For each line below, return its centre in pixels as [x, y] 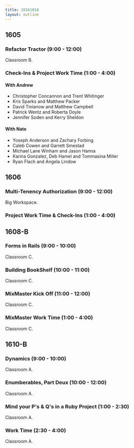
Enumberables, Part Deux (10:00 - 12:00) [56, 383]
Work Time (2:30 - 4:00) [36, 430]
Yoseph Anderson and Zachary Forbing [53, 140]
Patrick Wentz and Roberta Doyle [46, 112]
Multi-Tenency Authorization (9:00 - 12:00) [59, 191]
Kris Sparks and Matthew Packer [46, 101]
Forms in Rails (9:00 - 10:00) [40, 246]
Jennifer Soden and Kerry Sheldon [48, 117]
